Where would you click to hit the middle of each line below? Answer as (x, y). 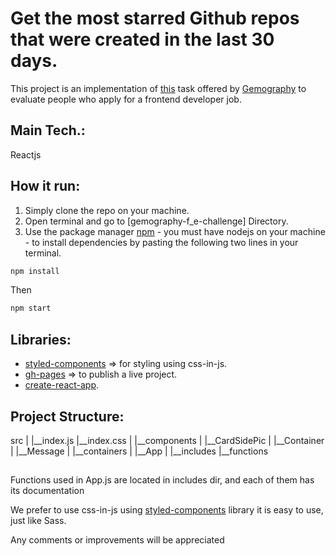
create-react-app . (62, 385)
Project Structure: (67, 416)
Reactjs (26, 154)
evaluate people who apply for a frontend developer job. (126, 99)
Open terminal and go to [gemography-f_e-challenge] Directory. (156, 221)
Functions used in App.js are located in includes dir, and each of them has (162, 480)
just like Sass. (38, 521)
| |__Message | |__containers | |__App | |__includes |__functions (139, 451)
